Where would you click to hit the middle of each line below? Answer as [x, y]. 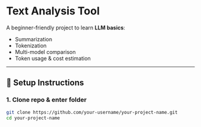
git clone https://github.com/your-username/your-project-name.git [92, 112]
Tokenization [31, 46]
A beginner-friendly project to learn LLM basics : [66, 28]
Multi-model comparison [45, 52]
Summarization [33, 39]
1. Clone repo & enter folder [46, 100]
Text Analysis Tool [53, 11]
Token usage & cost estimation [53, 58]
